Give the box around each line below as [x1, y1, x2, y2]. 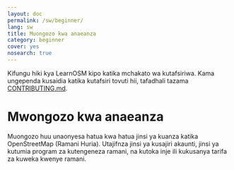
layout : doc [7, 10, 42, 18]
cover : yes [7, 43, 40, 50]
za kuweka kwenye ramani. [7, 154, 87, 163]
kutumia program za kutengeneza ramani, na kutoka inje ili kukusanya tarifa [7, 147, 228, 155]
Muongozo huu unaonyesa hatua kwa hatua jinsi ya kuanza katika [7, 132, 199, 140]
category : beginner [7, 37, 65, 44]
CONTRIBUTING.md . [7, 84, 68, 92]
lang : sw [7, 23, 33, 30]
